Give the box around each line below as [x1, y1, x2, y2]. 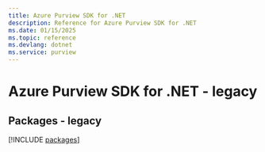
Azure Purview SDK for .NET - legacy [8, 82, 258, 101]
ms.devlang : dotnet [8, 41, 73, 49]
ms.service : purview [8, 48, 77, 56]
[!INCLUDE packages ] [8, 135, 80, 144]
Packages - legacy [8, 114, 102, 127]
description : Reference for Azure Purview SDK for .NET [8, 19, 197, 27]
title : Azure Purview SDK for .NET [8, 11, 126, 20]
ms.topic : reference [8, 33, 77, 42]
